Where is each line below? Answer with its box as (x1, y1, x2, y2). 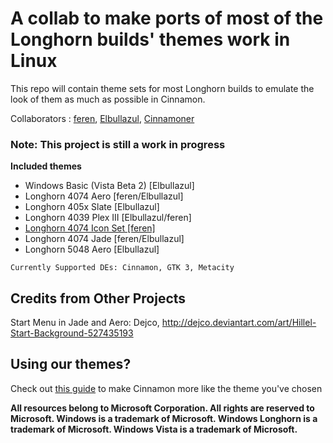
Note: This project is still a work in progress (10, 137, 226, 151)
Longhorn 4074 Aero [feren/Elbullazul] (24, 190, 184, 202)
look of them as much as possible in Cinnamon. (10, 93, 206, 105)
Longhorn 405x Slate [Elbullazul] (24, 201, 160, 213)
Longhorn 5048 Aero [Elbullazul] (24, 243, 160, 256)
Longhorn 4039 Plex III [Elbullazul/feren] (24, 212, 192, 224)
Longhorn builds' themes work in (10, 28, 291, 51)
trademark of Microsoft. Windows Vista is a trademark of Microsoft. (10, 423, 298, 435)
